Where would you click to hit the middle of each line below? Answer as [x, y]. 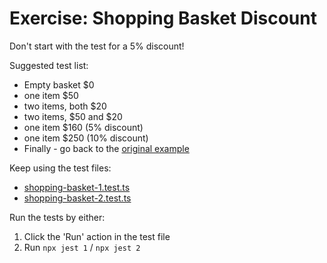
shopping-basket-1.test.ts [77, 187]
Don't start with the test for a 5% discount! [97, 46]
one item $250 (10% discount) [86, 138]
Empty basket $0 [59, 84]
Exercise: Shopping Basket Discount [163, 18]
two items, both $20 [65, 106]
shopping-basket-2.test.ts [77, 198]
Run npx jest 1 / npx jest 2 [82, 247]
